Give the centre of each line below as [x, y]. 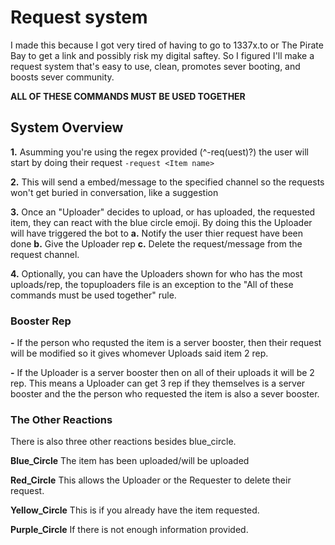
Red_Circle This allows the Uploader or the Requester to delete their [151, 480]
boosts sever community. [62, 77]
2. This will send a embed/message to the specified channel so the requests [167, 182]
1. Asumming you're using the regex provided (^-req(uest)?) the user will [159, 152]
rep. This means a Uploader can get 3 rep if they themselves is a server [158, 383]
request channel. [45, 254]
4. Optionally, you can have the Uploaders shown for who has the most [156, 273]
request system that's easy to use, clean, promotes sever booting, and [155, 66]
